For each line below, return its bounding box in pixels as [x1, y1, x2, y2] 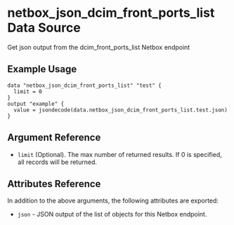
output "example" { [7, 100, 65, 107]
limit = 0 [13, 88, 42, 95]
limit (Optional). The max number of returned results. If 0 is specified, [17, 150, 223, 158]
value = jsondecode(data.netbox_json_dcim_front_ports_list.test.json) [13, 107, 228, 114]
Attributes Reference [7, 177, 101, 190]
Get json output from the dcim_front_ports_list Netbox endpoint [7, 43, 190, 51]
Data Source [7, 20, 81, 36]
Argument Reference [7, 132, 101, 144]
